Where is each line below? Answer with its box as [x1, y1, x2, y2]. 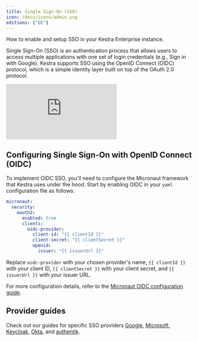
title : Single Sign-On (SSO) [6, 8, 78, 15]
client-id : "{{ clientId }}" [32, 231, 104, 238]
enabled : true [21, 215, 57, 221]
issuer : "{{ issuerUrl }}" [37, 248, 104, 254]
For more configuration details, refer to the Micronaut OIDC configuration [6, 283, 184, 290]
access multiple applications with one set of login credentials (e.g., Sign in [6, 54, 186, 61]
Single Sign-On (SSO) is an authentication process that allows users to [6, 47, 177, 54]
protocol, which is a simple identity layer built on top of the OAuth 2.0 [6, 66, 174, 73]
